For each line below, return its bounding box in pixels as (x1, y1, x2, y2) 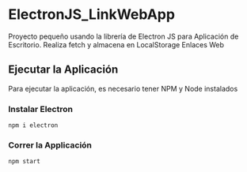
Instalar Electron (8, 103, 74, 114)
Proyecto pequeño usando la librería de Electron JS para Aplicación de (8, 32, 239, 41)
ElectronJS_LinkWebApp (8, 6, 176, 24)
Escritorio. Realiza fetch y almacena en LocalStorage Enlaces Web (8, 39, 224, 49)
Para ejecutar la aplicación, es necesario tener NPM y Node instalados (8, 84, 238, 93)
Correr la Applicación (8, 140, 93, 151)
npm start (8, 158, 41, 166)
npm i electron (8, 122, 59, 129)
